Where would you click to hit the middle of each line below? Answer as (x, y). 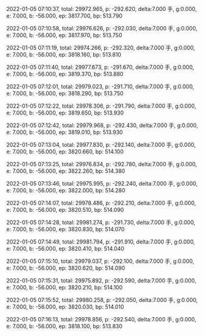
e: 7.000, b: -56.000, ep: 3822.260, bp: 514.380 (66, 171)
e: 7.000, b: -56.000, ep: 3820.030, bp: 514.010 (65, 307)
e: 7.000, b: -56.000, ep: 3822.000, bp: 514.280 (66, 190)
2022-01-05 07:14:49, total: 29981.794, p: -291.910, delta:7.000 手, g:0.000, (101, 242)
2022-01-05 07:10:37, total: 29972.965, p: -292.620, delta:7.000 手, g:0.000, (102, 9)
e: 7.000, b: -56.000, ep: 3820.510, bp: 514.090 (65, 210)
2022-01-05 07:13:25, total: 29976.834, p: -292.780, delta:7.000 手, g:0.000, (102, 164)
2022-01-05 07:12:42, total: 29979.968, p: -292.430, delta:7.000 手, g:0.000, (102, 125)
